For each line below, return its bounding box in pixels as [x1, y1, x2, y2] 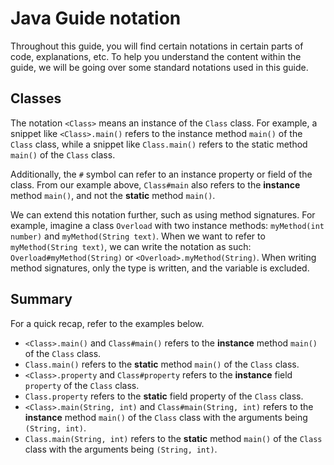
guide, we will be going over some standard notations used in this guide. [10, 61, 309, 73]
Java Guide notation [10, 7, 182, 30]
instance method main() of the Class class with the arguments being [24, 411, 308, 423]
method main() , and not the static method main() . [10, 189, 216, 201]
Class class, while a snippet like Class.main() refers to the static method [10, 138, 308, 150]
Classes [10, 90, 62, 107]
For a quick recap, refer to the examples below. [10, 317, 205, 329]
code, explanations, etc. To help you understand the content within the [10, 50, 302, 62]
